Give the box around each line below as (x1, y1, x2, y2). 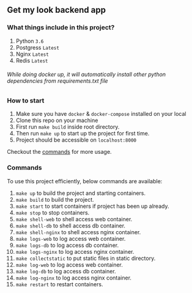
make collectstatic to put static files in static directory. (15, 254, 156, 262)
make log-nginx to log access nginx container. (15, 274, 132, 281)
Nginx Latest (15, 50, 50, 58)
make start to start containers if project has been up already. (15, 202, 169, 210)
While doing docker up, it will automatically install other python (7, 70, 166, 78)
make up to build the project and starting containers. (15, 189, 146, 197)
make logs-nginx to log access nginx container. (15, 248, 135, 255)
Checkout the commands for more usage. (7, 148, 112, 156)
